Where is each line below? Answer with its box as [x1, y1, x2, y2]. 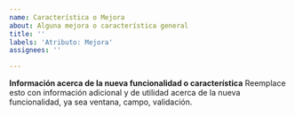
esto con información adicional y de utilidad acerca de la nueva [9, 88, 241, 98]
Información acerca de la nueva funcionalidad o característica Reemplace [9, 78, 286, 89]
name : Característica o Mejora [9, 12, 125, 22]
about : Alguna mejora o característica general [9, 21, 189, 30]
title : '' [9, 29, 46, 38]
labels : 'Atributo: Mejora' [9, 37, 114, 47]
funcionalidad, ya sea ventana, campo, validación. [9, 97, 193, 107]
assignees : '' [9, 46, 62, 55]
